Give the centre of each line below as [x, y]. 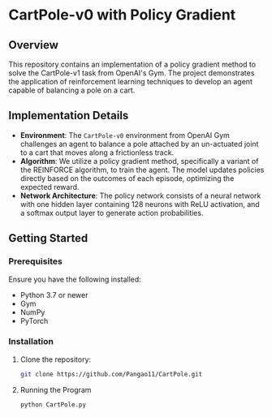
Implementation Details [69, 116]
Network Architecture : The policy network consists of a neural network [140, 196]
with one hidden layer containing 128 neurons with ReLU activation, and [140, 204]
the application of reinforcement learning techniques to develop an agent [131, 82]
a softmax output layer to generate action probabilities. [112, 213]
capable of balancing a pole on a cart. [72, 90]
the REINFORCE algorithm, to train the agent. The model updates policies [142, 170]
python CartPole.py [53, 404]
